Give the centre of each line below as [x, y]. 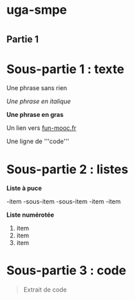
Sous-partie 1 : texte [65, 69]
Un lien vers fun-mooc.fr [41, 128]
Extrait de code [45, 290]
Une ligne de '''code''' [38, 141]
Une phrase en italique [39, 101]
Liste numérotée [30, 215]
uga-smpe [37, 10]
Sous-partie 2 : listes [67, 169]
